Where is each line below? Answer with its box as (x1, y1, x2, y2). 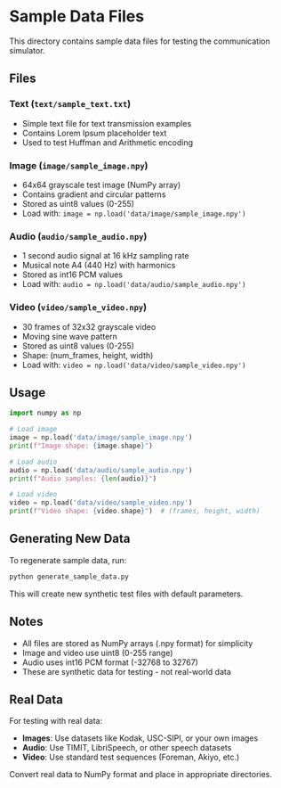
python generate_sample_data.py (9, 572, 129, 581)
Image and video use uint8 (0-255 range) (21, 647, 173, 658)
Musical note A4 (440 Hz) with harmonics (21, 260, 176, 271)
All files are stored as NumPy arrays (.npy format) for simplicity (21, 637, 253, 648)
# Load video (9, 490, 58, 499)
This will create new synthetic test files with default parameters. (9, 588, 244, 599)
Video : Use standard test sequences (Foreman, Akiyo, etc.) (21, 751, 240, 763)
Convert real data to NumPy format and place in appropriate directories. (9, 769, 273, 780)
